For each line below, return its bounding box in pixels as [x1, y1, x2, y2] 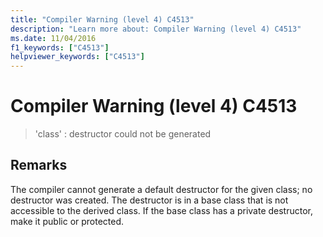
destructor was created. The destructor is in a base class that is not [10, 194, 289, 206]
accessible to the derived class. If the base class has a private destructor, [10, 204, 314, 216]
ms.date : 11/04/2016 [10, 33, 97, 43]
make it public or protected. [10, 215, 125, 227]
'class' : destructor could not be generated [34, 128, 212, 140]
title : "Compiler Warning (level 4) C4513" [10, 14, 195, 25]
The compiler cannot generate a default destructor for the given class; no [10, 183, 313, 195]
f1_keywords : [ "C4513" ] [10, 42, 110, 53]
